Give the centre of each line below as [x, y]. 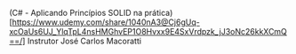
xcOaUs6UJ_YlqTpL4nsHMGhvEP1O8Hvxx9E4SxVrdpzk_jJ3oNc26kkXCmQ [148, 31]
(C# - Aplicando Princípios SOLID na [76, 13]
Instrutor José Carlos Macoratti [84, 41]
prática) [159, 13]
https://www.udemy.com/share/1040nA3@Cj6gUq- [106, 22]
